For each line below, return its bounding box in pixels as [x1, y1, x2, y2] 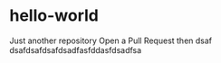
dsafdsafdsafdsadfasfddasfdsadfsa [9, 44, 142, 55]
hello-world [9, 5, 100, 26]
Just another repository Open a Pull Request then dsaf [9, 35, 213, 46]
